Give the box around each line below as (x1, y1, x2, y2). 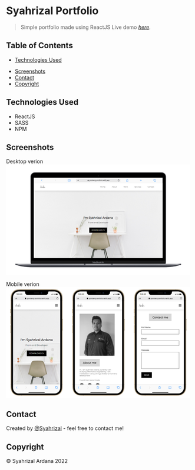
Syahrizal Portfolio (6, 4, 99, 18)
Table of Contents (6, 41, 74, 51)
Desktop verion (6, 158, 43, 165)
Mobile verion (6, 281, 39, 288)
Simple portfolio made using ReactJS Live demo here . (20, 24, 151, 31)
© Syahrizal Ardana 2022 (6, 458, 68, 464)
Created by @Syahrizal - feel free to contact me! (6, 425, 124, 432)
